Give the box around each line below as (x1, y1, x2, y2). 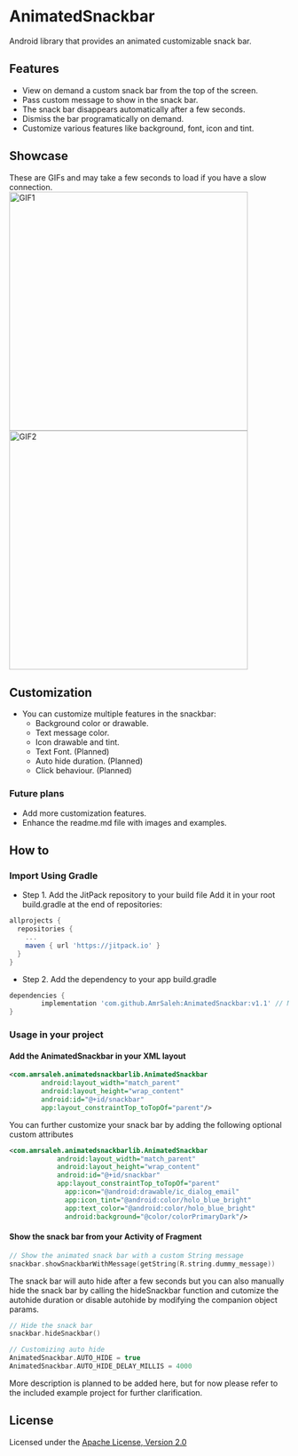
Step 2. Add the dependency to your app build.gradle (21, 973, 217, 984)
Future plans (9, 788, 65, 800)
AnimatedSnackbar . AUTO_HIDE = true (9, 1354, 141, 1363)
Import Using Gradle (9, 869, 98, 882)
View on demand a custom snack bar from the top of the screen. (21, 84, 259, 95)
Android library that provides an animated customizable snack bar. (9, 36, 252, 46)
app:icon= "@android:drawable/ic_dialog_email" (65, 1188, 240, 1196)
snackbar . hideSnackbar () (9, 1329, 101, 1339)
